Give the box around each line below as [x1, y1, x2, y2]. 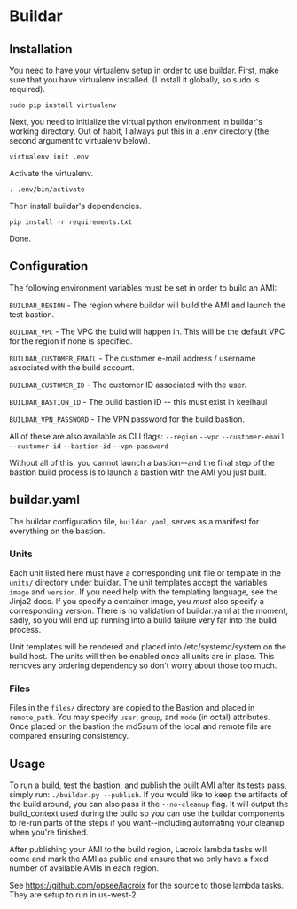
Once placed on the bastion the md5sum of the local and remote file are [9, 721, 272, 732]
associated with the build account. [9, 361, 135, 373]
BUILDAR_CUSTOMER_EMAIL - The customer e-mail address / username [9, 353, 256, 363]
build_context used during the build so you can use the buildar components [9, 808, 285, 819]
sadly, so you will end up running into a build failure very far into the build [9, 614, 277, 625]
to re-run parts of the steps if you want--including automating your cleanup [9, 818, 285, 828]
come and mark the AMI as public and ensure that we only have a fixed [9, 853, 269, 865]
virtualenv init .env [9, 152, 90, 161]
